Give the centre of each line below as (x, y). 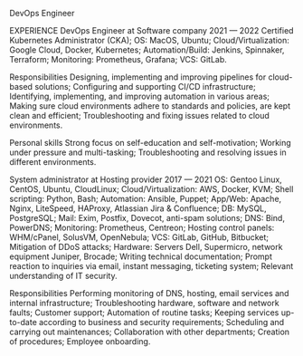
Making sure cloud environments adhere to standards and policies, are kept (150, 106)
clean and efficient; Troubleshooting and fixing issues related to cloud (139, 115)
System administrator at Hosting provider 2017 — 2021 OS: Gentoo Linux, (146, 179)
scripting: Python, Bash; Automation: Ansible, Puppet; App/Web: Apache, (146, 199)
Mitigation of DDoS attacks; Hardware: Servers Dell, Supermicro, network (146, 247)
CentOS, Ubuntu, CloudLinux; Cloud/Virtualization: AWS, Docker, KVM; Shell (151, 189)
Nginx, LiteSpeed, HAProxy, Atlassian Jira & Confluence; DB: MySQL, (138, 208)
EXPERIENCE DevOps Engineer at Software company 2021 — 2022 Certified (151, 30)
